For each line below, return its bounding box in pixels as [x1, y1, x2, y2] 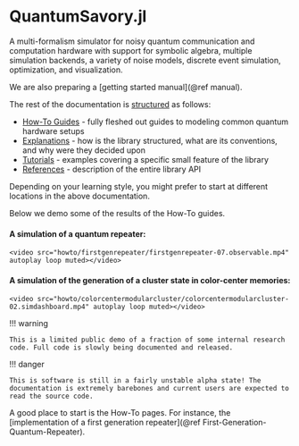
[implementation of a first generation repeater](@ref [9, 417, 201, 428]
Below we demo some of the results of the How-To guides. [9, 207, 226, 218]
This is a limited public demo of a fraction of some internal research [9, 335, 286, 345]
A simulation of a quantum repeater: [9, 228, 146, 239]
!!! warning [9, 318, 49, 329]
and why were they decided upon [21, 145, 145, 156]
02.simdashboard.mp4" [9, 302, 90, 312]
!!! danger [9, 359, 45, 370]
